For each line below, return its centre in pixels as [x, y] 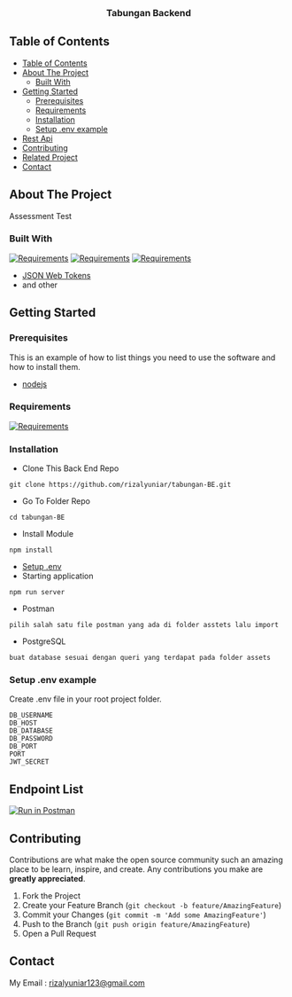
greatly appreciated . [47, 879]
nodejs [34, 384]
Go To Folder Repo [56, 501]
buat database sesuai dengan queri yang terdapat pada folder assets [140, 658]
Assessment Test [41, 216]
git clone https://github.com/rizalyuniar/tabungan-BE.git [120, 485]
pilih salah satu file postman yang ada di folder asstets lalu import [144, 625]
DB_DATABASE [31, 731]
